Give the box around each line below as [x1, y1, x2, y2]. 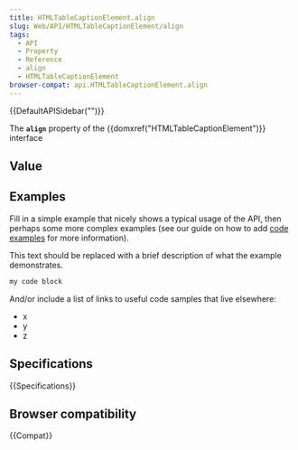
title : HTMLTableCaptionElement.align [9, 13, 155, 23]
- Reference [17, 55, 63, 64]
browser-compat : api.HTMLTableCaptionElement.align [9, 80, 208, 89]
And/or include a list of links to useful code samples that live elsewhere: [9, 293, 277, 304]
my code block [9, 277, 63, 286]
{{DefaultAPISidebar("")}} [9, 105, 105, 116]
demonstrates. [9, 259, 63, 270]
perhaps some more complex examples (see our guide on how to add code [9, 222, 289, 233]
